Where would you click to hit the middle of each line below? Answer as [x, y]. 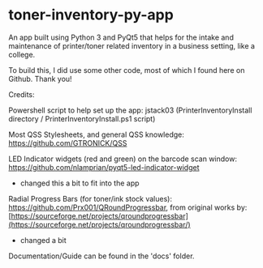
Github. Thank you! [40, 79]
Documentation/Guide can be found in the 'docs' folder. [101, 256]
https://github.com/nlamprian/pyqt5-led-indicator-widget [104, 167]
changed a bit [43, 240]
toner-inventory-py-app [91, 15]
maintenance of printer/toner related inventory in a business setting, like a [132, 45]
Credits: [22, 94]
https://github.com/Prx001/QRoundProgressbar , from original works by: [128, 207]
